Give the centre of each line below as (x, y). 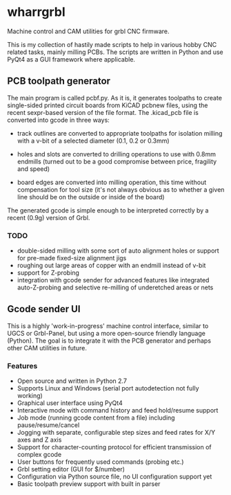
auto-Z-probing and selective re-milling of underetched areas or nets (115, 287)
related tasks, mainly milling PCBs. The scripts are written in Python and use (115, 52)
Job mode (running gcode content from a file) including (96, 418)
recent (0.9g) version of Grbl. (49, 217)
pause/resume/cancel (48, 425)
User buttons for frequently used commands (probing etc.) (100, 462)
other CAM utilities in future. (47, 348)
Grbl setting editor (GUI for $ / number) (71, 469)
